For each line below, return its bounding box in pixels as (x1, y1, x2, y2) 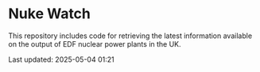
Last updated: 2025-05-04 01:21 (8, 55, 114, 64)
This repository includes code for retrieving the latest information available (8, 31, 253, 40)
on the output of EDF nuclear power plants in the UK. (8, 39, 181, 48)
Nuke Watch (8, 5, 91, 23)
